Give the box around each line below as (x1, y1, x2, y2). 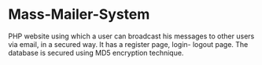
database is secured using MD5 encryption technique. (8, 48, 184, 57)
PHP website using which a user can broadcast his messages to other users (8, 31, 255, 41)
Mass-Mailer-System (8, 5, 150, 23)
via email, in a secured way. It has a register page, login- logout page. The (8, 39, 249, 49)
